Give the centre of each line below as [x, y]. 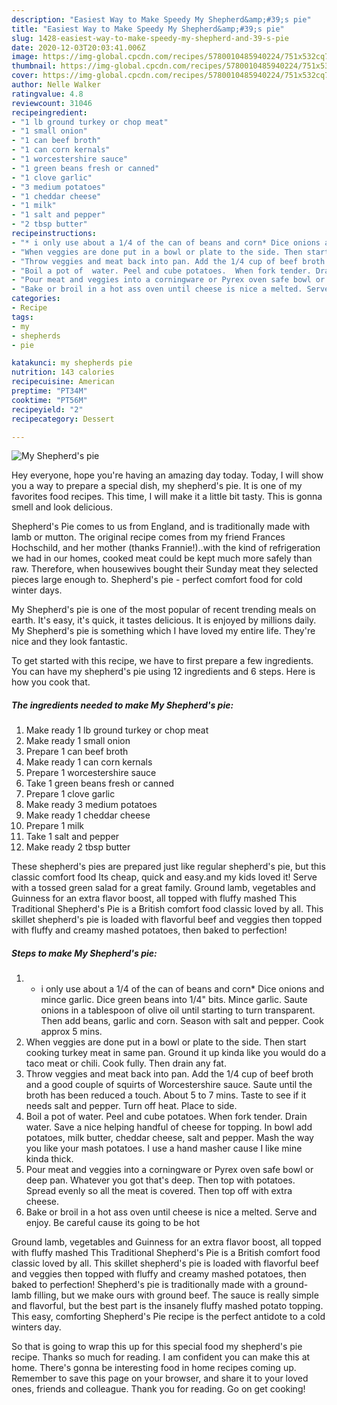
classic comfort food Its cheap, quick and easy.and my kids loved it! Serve [164, 877]
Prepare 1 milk [55, 826]
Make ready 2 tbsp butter [78, 847]
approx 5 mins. [71, 1032]
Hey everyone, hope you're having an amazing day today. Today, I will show [167, 475]
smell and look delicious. [62, 507]
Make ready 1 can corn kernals [89, 762]
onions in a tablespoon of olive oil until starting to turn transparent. [178, 1010]
